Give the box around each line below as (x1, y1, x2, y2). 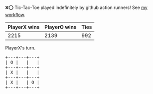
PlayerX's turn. (5, 45, 36, 50)
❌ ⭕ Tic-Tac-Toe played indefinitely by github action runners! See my (5, 4, 148, 10)
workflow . (5, 12, 25, 17)
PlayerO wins (44, 23, 77, 30)
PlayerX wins (7, 23, 40, 30)
